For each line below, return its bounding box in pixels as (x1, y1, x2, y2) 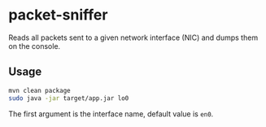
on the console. (8, 41, 61, 50)
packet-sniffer (8, 6, 108, 24)
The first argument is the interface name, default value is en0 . (8, 108, 214, 119)
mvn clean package (8, 86, 71, 94)
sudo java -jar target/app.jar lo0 (8, 94, 129, 103)
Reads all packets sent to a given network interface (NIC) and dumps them (8, 33, 259, 42)
